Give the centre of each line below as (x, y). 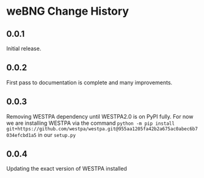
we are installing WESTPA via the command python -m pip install (91, 123)
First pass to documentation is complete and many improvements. (89, 82)
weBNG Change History (68, 11)
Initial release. (24, 48)
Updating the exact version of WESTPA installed (67, 169)
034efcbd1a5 (21, 135)
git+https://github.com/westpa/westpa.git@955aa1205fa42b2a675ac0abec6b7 (102, 129)
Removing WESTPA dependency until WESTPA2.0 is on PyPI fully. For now (100, 116)
